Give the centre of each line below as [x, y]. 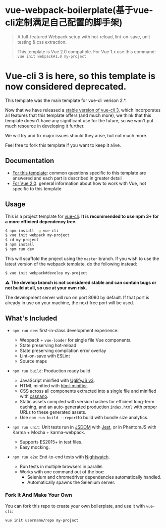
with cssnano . [34, 396]
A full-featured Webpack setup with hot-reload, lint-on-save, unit [83, 37]
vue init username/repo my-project [42, 520]
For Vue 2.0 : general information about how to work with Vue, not [79, 183]
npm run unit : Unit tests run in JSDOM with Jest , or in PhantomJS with [84, 427]
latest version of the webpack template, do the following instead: [71, 264]
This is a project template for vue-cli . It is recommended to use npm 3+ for [82, 216]
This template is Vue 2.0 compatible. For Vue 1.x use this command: [86, 51]
